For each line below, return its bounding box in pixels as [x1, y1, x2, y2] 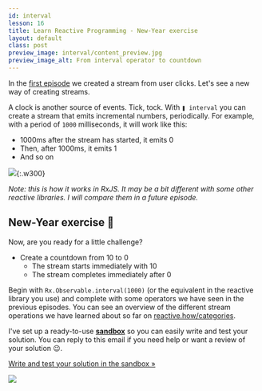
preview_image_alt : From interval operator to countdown [8, 57, 202, 65]
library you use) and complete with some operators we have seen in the [8, 293, 244, 303]
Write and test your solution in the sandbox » [8, 358, 156, 369]
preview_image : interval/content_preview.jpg [8, 49, 162, 57]
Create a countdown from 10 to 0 [19, 252, 129, 262]
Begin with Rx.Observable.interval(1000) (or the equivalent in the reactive [8, 285, 254, 295]
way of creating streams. [8, 87, 90, 96]
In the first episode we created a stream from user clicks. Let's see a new [8, 78, 250, 88]
